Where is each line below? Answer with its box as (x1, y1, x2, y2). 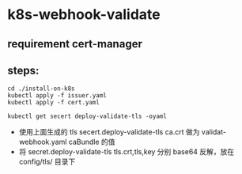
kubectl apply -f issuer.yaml (7, 92, 108, 100)
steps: (7, 63, 40, 77)
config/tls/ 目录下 (18, 157, 76, 167)
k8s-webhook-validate (7, 6, 161, 24)
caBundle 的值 (68, 137, 115, 147)
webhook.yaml (18, 137, 67, 147)
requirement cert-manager (7, 37, 143, 51)
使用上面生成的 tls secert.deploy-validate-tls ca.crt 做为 (18, 127, 200, 137)
